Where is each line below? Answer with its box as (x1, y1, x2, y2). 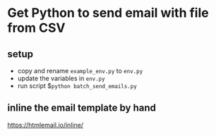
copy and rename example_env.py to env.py (17, 67, 143, 75)
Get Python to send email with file (7, 5, 210, 21)
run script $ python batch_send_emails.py (17, 82, 138, 89)
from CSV (7, 20, 66, 36)
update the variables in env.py (17, 74, 105, 82)
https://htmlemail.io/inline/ (7, 120, 83, 129)
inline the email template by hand (7, 102, 157, 114)
